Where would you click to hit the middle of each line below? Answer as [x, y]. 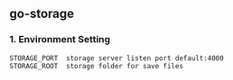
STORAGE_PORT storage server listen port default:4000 [116, 58]
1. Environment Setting [60, 40]
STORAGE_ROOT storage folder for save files [96, 66]
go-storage [42, 14]
